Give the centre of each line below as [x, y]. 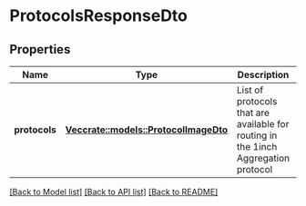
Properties [40, 49]
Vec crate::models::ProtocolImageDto [147, 130]
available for [263, 124]
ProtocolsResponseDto [99, 16]
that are [253, 113]
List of [250, 90]
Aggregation [263, 158]
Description [263, 75]
